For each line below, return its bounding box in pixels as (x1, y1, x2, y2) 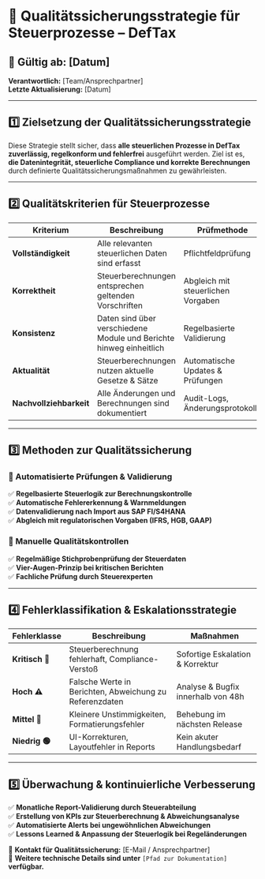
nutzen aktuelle (97, 365, 155, 376)
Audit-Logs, (183, 392, 229, 403)
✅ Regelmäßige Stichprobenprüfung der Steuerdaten (8, 554, 187, 563)
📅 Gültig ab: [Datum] (8, 55, 110, 69)
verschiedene (97, 323, 148, 334)
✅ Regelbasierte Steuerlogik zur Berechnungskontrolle (8, 489, 192, 499)
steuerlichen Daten (97, 248, 168, 259)
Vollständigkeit (12, 248, 70, 259)
